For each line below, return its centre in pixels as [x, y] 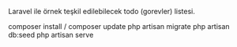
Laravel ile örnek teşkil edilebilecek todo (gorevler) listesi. [102, 11]
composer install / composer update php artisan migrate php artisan [119, 26]
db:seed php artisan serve [51, 35]
